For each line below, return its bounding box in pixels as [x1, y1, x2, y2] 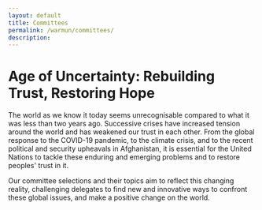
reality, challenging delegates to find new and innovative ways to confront [8, 185, 248, 194]
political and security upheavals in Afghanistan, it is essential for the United [8, 144, 252, 154]
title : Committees [8, 19, 68, 27]
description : [8, 33, 51, 42]
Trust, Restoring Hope [8, 84, 155, 103]
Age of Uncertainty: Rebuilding [8, 68, 215, 85]
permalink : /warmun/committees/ [8, 26, 114, 34]
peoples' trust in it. [8, 161, 69, 171]
